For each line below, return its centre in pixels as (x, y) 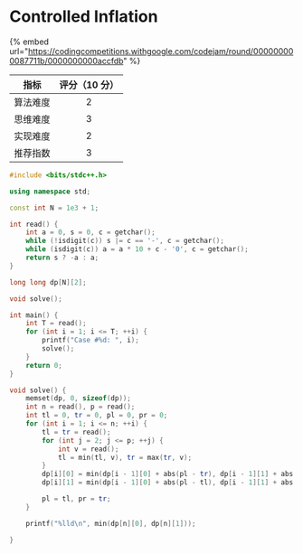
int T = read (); (57, 323)
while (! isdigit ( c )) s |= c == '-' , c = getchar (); (125, 241)
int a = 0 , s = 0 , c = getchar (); (90, 232)
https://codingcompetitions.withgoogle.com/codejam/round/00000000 (161, 51)
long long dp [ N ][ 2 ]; (48, 282)
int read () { (34, 224)
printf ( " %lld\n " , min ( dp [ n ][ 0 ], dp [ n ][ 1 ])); (111, 523)
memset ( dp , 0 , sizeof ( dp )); (78, 398)
